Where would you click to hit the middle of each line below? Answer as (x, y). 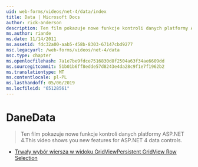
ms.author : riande (29, 34)
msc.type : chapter (29, 55)
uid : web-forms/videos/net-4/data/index (57, 12)
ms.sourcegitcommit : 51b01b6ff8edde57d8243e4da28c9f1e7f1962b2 (85, 66)
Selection (26, 158)
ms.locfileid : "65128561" (38, 89)
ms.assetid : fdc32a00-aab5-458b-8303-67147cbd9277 (70, 45)
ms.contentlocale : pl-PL (37, 77)
